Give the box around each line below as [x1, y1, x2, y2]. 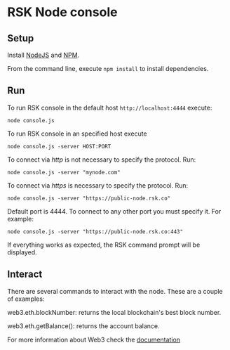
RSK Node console [7, 4, 118, 20]
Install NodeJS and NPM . [7, 51, 80, 59]
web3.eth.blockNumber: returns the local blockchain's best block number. [7, 308, 222, 316]
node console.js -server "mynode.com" [7, 169, 121, 176]
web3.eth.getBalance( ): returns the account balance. [7, 321, 160, 330]
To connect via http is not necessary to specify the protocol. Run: [7, 155, 196, 164]
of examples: [7, 294, 45, 303]
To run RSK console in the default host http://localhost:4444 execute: [7, 103, 212, 112]
